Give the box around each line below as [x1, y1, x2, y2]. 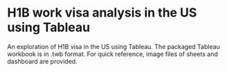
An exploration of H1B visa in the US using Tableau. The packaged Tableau [7, 42, 220, 51]
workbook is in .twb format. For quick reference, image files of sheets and [7, 50, 218, 58]
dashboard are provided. [7, 57, 78, 65]
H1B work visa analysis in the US [7, 5, 197, 21]
